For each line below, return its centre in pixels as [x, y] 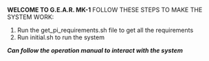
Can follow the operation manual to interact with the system [95, 50]
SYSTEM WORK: [31, 17]
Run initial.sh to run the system [61, 37]
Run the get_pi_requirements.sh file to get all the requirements [105, 30]
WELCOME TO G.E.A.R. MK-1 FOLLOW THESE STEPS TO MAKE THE [105, 10]
